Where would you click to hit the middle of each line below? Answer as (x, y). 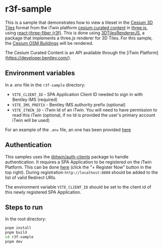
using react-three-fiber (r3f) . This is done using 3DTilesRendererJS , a (75, 33)
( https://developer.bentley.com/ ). (38, 57)
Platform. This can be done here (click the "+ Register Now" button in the (78, 167)
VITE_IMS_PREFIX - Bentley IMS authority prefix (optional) (69, 105)
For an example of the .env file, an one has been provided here (68, 130)
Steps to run (24, 207)
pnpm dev (14, 242)
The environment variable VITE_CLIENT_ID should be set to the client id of (78, 187)
